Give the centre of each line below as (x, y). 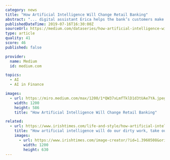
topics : (13, 75)
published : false (24, 47)
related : (14, 122)
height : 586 (27, 108)
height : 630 (36, 149)
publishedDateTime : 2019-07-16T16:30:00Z (50, 24)
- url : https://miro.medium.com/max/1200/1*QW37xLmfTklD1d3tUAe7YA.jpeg (88, 98)
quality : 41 (18, 38)
